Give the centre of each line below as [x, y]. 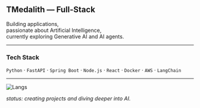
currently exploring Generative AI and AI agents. [65, 36]
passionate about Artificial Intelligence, [54, 30]
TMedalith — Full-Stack [51, 10]
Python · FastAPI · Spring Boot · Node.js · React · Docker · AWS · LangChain [94, 70]
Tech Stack [23, 57]
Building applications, [32, 24]
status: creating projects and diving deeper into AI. [68, 99]
